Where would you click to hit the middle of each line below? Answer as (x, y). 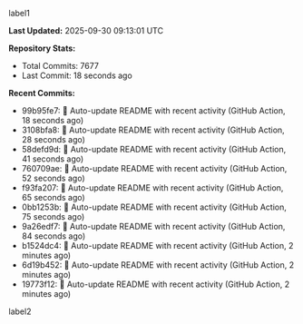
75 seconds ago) (53, 216)
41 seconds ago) (53, 159)
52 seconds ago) (53, 178)
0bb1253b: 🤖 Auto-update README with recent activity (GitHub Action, (154, 207)
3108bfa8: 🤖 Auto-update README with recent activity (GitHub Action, (153, 130)
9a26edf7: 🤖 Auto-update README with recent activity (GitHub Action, (153, 226)
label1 (20, 13)
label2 (20, 311)
